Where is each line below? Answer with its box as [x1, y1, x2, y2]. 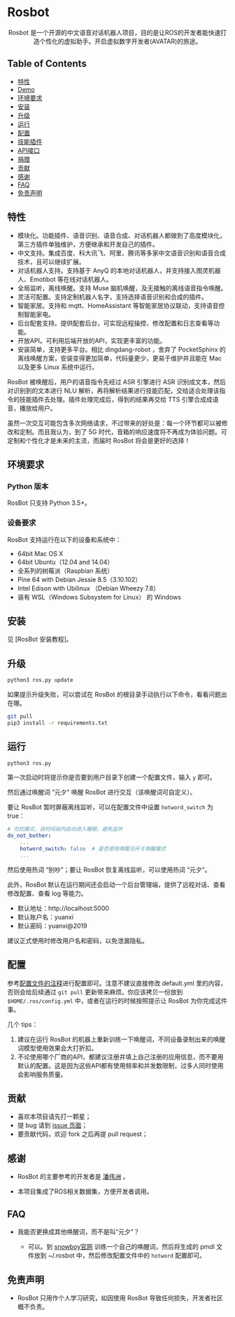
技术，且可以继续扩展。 [17, 257, 85, 266]
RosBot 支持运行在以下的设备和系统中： [7, 535, 122, 543]
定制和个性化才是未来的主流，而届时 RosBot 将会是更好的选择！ [7, 436, 191, 445]
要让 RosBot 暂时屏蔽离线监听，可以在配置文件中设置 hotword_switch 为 [7, 803, 213, 811]
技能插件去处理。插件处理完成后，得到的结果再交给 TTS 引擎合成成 [19, 395, 213, 403]
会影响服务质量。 [17, 1070, 67, 1079]
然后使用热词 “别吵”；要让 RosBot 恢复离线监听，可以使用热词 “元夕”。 [7, 865, 211, 874]
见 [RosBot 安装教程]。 [7, 635, 73, 644]
